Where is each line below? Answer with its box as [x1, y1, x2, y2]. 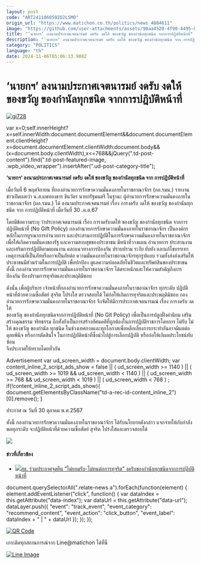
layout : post [6, 8, 39, 15]
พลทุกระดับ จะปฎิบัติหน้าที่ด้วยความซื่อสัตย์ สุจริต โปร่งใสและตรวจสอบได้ [6, 425, 148, 432]
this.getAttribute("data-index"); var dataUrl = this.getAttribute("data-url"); [6, 496, 187, 503]
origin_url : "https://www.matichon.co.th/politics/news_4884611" [6, 20, 172, 26]
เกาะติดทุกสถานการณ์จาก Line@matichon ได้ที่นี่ [6, 539, 108, 546]
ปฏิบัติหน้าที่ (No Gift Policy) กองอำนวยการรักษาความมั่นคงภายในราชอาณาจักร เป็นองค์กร [6, 225, 188, 232]
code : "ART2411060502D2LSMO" [6, 14, 79, 20]
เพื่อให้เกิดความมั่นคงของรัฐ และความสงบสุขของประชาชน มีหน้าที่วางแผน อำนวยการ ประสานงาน [6, 238, 193, 246]
